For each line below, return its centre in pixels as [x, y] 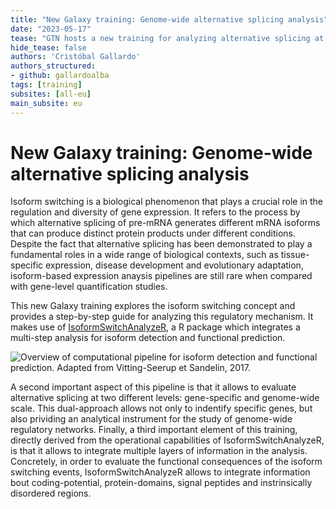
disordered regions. [51, 493]
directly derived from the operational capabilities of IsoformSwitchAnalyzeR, [167, 440]
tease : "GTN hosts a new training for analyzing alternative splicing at [167, 38]
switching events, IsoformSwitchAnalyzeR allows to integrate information [160, 472]
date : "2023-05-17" [51, 29]
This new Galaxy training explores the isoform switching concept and [153, 306]
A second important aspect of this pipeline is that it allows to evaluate [153, 387]
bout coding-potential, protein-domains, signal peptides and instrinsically [161, 483]
